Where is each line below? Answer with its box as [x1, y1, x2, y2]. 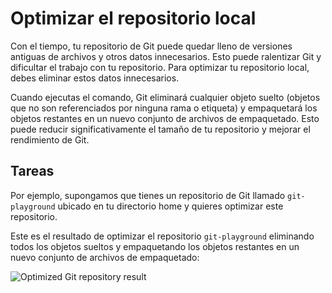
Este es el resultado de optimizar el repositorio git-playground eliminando [10, 230, 315, 242]
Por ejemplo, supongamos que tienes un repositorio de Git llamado [10, 189, 286, 201]
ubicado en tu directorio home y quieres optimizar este [57, 200, 284, 212]
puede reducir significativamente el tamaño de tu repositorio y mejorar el [10, 123, 311, 135]
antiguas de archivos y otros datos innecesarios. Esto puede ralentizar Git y [10, 50, 322, 62]
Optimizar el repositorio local [10, 7, 257, 30]
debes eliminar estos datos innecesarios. [10, 72, 180, 84]
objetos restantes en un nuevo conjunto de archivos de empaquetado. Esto [10, 112, 320, 124]
